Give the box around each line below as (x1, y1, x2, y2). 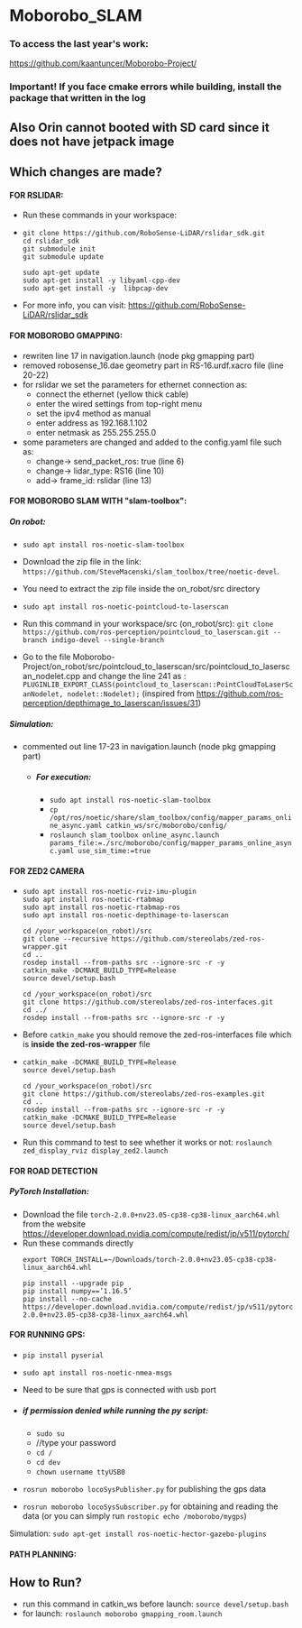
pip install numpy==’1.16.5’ (22, 1286, 133, 1295)
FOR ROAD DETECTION (9, 1165, 98, 1176)
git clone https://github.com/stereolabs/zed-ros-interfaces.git (22, 998, 273, 1007)
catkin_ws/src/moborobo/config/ (105, 822, 228, 831)
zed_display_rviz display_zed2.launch (22, 1146, 169, 1155)
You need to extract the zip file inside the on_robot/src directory (22, 584, 261, 594)
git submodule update (22, 253, 104, 262)
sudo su (35, 1430, 65, 1439)
